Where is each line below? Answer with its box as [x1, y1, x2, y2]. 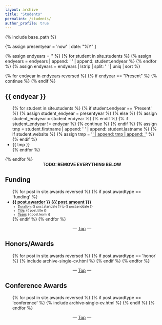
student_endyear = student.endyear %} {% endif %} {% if [12, 116, 128, 122]
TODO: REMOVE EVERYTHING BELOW [42, 162, 121, 168]
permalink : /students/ [5, 16, 51, 21]
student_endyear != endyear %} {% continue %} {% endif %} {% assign [12, 121, 157, 127]
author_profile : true [5, 21, 49, 26]
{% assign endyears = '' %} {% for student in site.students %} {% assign [5, 53, 152, 59]
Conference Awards [5, 282, 67, 290]
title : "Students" [5, 12, 42, 17]
